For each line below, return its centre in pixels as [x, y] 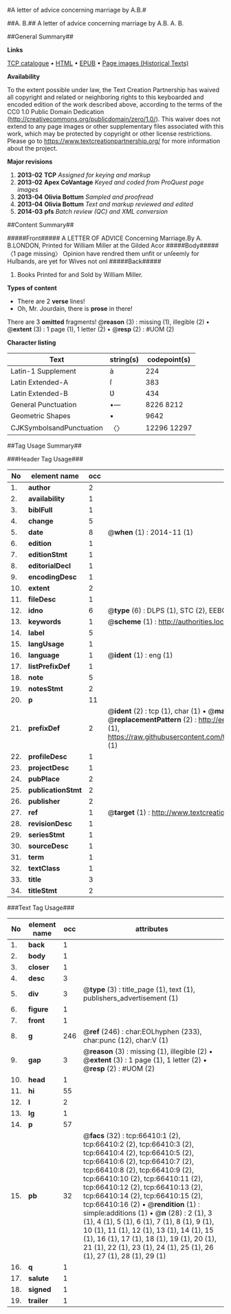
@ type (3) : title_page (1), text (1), [140, 989]
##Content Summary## [41, 225]
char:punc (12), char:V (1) [126, 1040]
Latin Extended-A [40, 382]
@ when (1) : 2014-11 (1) [151, 532]
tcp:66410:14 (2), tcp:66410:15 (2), [143, 1196]
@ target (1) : [129, 812]
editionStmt [48, 555]
